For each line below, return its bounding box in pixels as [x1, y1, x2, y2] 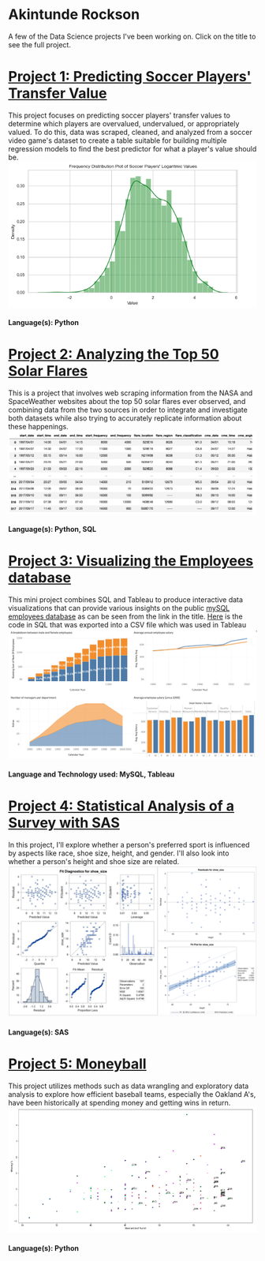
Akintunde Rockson [8, 6, 140, 24]
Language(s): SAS [8, 1027, 69, 1037]
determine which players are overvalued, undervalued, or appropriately [8, 118, 240, 128]
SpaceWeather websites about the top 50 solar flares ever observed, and [8, 397, 246, 406]
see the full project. [8, 39, 71, 49]
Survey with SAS [8, 814, 121, 832]
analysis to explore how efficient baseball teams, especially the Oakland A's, [8, 1089, 256, 1098]
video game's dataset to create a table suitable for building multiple [8, 136, 227, 145]
